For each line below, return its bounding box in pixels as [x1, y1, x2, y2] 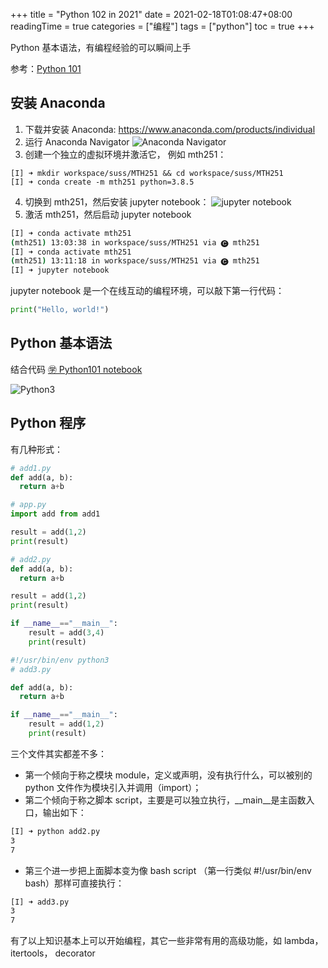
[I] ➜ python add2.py [10, 826, 101, 836]
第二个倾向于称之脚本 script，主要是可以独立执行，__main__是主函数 [24, 794, 307, 806]
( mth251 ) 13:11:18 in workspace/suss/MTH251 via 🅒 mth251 [10, 256, 260, 266]
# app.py [10, 500, 47, 510]
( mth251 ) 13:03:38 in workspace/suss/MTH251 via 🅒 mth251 [10, 237, 260, 248]
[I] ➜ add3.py [10, 897, 70, 907]
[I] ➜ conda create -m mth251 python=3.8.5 [10, 177, 195, 187]
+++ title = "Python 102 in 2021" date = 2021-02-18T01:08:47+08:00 [10, 9, 293, 20]
